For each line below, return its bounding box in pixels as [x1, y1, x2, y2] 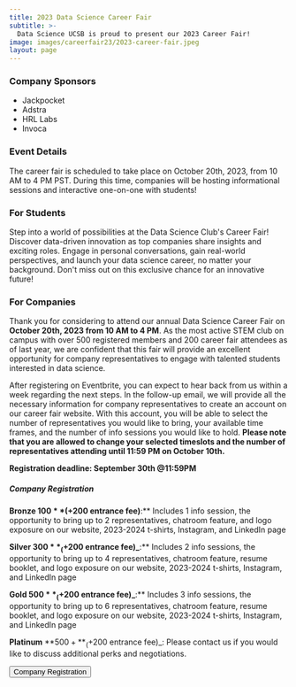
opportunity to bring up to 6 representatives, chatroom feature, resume [9, 600, 268, 611]
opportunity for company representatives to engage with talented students [9, 353, 281, 364]
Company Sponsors [9, 75, 96, 88]
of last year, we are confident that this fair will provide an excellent [9, 344, 251, 355]
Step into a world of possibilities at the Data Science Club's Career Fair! [9, 227, 269, 237]
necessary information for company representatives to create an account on [9, 399, 287, 410]
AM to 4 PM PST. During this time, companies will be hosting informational [9, 174, 280, 186]
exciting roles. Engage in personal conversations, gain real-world [9, 245, 246, 257]
